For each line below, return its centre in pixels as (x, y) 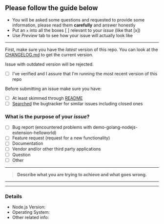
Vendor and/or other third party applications (56, 149)
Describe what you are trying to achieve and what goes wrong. (82, 174)
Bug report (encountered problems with (52, 127)
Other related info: (31, 217)
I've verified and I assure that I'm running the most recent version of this (85, 73)
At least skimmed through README (47, 98)
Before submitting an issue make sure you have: (53, 89)
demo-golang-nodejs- (115, 127)
